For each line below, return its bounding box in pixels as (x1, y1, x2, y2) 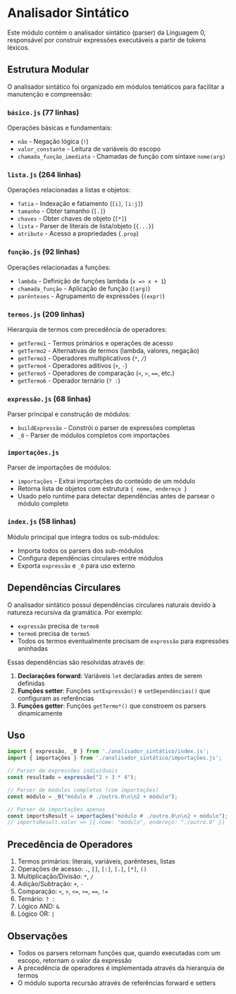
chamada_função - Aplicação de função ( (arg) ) (17, 284, 151, 293)
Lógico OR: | (17, 909, 55, 918)
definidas (17, 679, 45, 687)
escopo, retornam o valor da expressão (17, 956, 132, 964)
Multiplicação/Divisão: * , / (17, 872, 94, 881)
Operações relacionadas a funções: (7, 263, 111, 271)
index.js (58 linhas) (7, 517, 76, 527)
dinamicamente (17, 708, 63, 717)
